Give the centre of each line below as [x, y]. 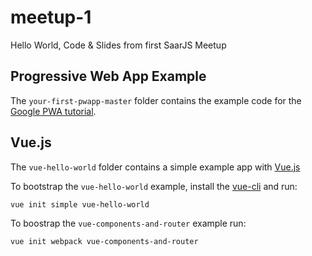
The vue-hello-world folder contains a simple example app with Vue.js [155, 167]
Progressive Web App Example [108, 76]
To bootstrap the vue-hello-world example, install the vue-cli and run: [154, 186]
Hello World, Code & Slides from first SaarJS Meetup [118, 45]
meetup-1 [51, 17]
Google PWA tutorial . [53, 111]
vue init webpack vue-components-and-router [104, 241]
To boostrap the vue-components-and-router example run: [128, 223]
